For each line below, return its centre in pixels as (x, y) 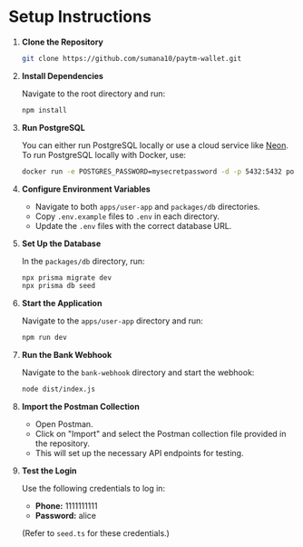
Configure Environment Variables (86, 189)
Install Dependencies (62, 75)
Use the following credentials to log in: (93, 489)
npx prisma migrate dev (67, 278)
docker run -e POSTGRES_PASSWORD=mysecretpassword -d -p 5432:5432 (152, 171)
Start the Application (62, 303)
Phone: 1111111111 (66, 506)
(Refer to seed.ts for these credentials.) (95, 533)
